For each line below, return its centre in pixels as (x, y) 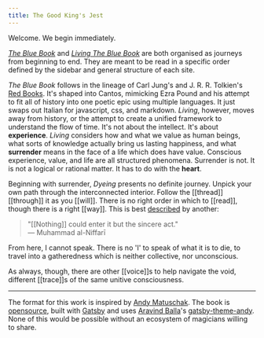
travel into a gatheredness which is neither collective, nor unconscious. (123, 255)
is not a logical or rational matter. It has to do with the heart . (105, 168)
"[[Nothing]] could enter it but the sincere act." (103, 224)
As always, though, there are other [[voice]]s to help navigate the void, (123, 271)
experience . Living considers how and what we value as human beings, (125, 135)
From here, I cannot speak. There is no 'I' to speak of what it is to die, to (125, 248)
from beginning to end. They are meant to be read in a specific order (119, 61)
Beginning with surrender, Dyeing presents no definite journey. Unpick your (130, 184)
